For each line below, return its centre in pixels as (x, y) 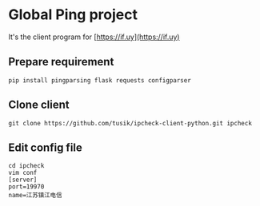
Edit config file (45, 147)
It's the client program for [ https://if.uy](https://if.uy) (94, 37)
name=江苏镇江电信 (35, 196)
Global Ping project (73, 15)
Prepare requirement (61, 62)
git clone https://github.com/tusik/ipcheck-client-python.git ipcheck (130, 123)
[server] (23, 180)
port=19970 (26, 187)
